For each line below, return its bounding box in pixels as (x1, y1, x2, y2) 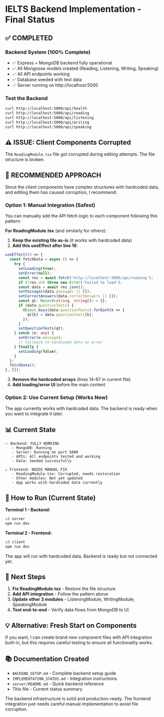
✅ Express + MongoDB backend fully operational (12, 59, 112, 65)
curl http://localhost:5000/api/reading (5, 110, 90, 116)
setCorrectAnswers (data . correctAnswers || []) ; (18, 294, 119, 299)
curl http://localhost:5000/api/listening (5, 115, 94, 120)
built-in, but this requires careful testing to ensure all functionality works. (5, 640, 153, 646)
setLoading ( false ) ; (18, 349, 58, 354)
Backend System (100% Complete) (5, 49, 91, 55)
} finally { (14, 344, 39, 349)
